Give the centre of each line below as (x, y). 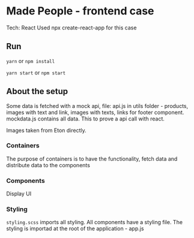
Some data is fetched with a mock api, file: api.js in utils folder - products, (97, 106)
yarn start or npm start (36, 73)
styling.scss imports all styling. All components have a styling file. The (95, 222)
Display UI (19, 194)
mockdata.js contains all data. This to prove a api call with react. (86, 119)
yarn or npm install (31, 61)
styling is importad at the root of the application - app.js (75, 228)
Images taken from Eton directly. (46, 130)
